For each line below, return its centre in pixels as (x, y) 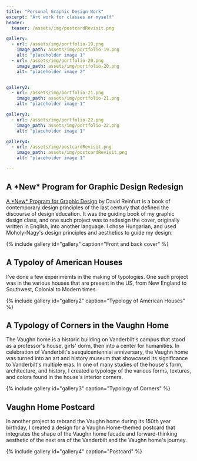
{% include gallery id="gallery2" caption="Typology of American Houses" (96, 301)
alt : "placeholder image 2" (51, 71)
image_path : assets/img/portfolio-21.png (68, 98)
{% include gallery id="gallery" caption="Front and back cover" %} (88, 244)
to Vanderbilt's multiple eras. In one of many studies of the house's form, (94, 365)
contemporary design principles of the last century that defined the (88, 208)
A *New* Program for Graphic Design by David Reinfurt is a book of (88, 201)
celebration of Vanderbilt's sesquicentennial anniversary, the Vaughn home (97, 352)
